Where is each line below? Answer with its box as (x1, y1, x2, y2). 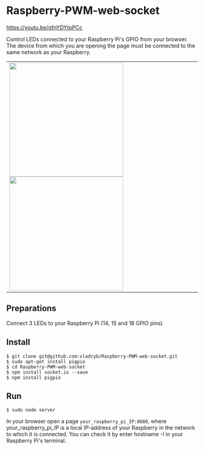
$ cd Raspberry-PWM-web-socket (6, 364, 86, 370)
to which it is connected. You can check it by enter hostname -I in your (6, 431, 183, 438)
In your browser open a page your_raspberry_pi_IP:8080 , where (6, 418, 167, 425)
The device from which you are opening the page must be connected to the (6, 42, 195, 49)
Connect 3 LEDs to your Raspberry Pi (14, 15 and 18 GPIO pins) (6, 319, 163, 327)
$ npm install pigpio (6, 375, 61, 381)
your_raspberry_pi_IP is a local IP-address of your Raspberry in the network (6, 424, 195, 432)
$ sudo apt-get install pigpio (6, 358, 86, 365)
